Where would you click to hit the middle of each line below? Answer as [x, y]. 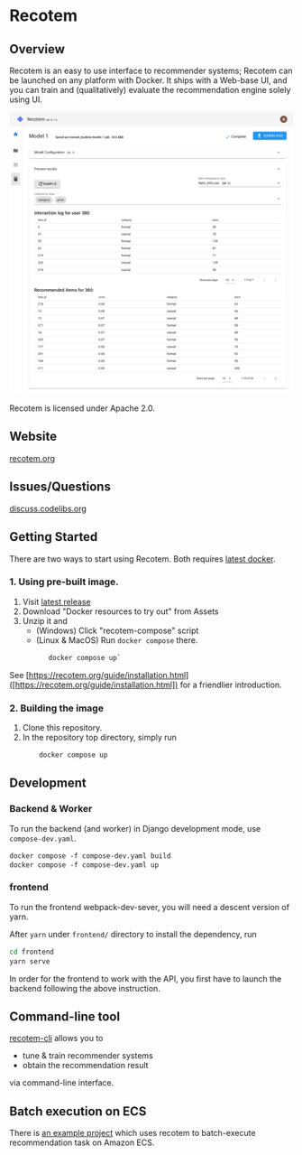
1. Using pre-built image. [64, 582]
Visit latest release [57, 601]
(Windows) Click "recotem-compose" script [117, 630]
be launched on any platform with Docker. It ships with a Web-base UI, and [148, 80]
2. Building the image [56, 708]
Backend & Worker [51, 809]
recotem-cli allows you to [56, 1039]
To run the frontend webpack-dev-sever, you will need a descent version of [150, 907]
